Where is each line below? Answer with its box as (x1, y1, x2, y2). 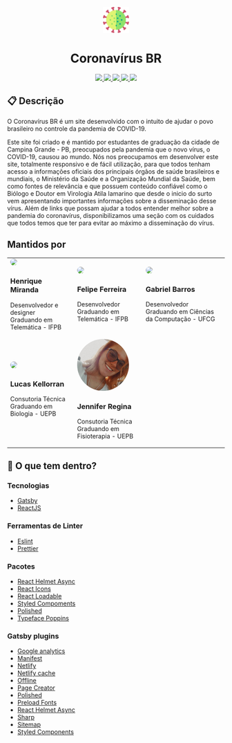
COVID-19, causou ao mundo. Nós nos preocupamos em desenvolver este (7, 152, 219, 160)
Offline (17, 677, 37, 685)
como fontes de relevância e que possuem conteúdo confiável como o (7, 182, 208, 190)
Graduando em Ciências (145, 308, 214, 316)
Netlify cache (17, 669, 56, 677)
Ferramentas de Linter (7, 521, 84, 531)
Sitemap (17, 720, 41, 729)
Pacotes (7, 561, 36, 571)
